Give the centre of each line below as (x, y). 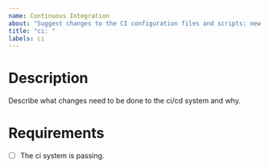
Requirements (56, 133)
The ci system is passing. (62, 156)
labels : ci (27, 38)
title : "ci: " (32, 31)
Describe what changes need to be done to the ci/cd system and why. (125, 101)
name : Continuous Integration (59, 16)
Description (48, 78)
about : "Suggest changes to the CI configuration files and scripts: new (135, 23)
